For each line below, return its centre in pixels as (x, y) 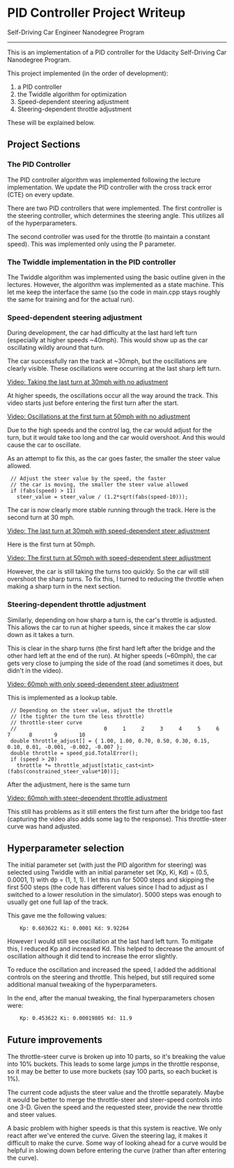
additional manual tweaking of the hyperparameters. (83, 985)
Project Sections (44, 145)
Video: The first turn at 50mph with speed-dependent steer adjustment (109, 558)
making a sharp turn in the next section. (64, 586)
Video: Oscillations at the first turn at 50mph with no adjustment (99, 416)
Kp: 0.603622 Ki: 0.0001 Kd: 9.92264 (75, 928)
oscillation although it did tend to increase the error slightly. (92, 956)
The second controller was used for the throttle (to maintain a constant (109, 236)
